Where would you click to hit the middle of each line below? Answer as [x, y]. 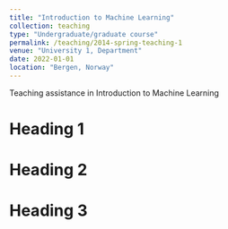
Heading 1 [47, 129]
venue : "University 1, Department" [76, 51]
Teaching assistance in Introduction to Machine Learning [114, 93]
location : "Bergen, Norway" [62, 68]
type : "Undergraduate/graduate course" [84, 34]
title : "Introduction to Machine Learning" [92, 17]
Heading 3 [48, 211]
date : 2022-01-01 [42, 59]
